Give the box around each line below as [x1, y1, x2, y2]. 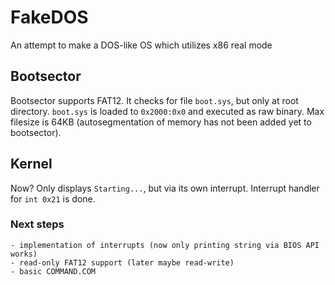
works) [10, 249, 38, 259]
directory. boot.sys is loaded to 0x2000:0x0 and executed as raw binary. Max [10, 105, 325, 117]
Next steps [10, 217, 65, 231]
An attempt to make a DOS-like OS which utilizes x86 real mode [10, 39, 273, 51]
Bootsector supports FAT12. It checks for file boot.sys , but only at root [10, 94, 299, 106]
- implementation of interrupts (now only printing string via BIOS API [10, 240, 320, 250]
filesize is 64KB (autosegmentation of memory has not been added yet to [10, 116, 312, 128]
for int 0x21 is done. [10, 192, 96, 205]
